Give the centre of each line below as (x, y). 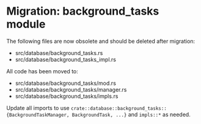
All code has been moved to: (42, 71)
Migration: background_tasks (83, 11)
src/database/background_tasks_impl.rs (65, 59)
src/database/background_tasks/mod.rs (65, 83)
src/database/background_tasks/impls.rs (67, 96)
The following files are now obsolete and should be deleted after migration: (101, 41)
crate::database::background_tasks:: (119, 108)
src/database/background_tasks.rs (59, 53)
